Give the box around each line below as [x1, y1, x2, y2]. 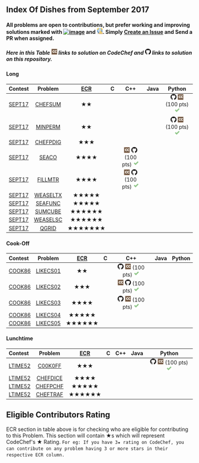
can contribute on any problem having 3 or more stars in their [6, 445, 168, 452]
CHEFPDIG [34, 138, 62, 145]
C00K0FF [37, 362, 62, 369]
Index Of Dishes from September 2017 [6, 5, 149, 15]
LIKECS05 [36, 320, 61, 327]
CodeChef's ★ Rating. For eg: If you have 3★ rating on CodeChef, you [6, 438, 185, 445]
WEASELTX [34, 191, 62, 198]
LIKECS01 [36, 267, 61, 274]
